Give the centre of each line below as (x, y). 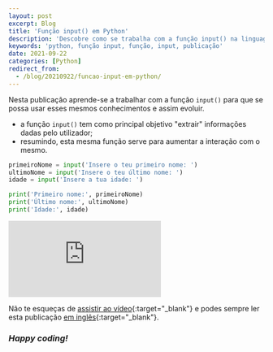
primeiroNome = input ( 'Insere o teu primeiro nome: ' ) (103, 165)
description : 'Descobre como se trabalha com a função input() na (123, 39)
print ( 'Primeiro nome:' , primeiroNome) (76, 195)
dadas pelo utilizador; (56, 133)
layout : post (30, 16)
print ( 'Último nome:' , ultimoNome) (69, 202)
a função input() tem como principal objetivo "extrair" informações (133, 124)
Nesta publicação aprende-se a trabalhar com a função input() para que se (136, 99)
